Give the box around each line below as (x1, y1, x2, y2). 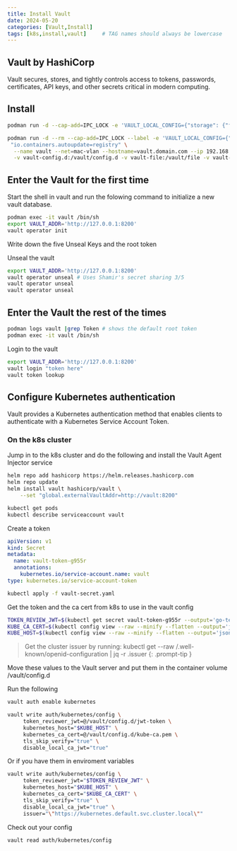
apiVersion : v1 (7, 538, 52, 545)
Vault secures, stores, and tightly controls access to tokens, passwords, (7, 75, 217, 83)
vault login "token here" (7, 365, 83, 372)
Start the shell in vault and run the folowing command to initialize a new (7, 192, 215, 202)
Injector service (7, 458, 53, 467)
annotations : (13, 564, 52, 572)
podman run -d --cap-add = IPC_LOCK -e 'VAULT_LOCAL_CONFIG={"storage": (7, 122, 219, 129)
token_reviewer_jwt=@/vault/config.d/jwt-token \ (23, 718, 172, 725)
